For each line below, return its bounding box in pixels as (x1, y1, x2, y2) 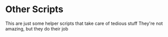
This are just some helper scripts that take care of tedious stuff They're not (5, 20, 163, 26)
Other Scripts (5, 4, 64, 15)
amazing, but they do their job (5, 25, 68, 31)
